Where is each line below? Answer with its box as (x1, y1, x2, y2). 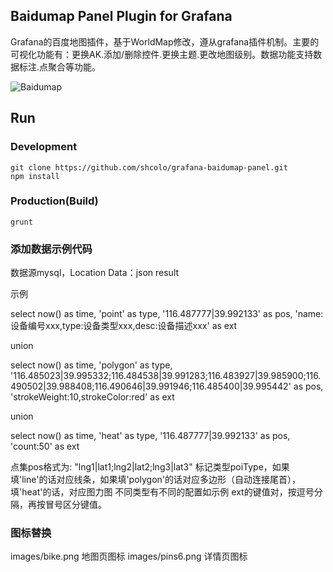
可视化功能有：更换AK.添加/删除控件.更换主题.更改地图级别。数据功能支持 (10, 48, 314, 60)
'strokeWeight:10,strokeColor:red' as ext (10, 391, 175, 403)
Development (10, 140, 78, 154)
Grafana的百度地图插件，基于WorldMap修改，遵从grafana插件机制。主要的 (10, 35, 320, 48)
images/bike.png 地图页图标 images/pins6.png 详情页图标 (10, 550, 248, 563)
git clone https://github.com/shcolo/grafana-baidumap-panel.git (10, 162, 288, 173)
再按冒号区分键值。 (27, 499, 107, 511)
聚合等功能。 (48, 60, 102, 73)
